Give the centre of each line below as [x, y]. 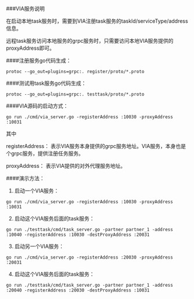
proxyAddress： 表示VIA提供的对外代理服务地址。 [66, 166]
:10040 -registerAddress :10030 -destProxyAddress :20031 [78, 235]
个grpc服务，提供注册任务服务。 [45, 153]
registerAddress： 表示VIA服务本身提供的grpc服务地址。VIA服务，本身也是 [96, 146]
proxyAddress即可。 [31, 48]
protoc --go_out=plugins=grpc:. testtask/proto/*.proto [75, 94]
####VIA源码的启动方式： [37, 106]
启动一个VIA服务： [37, 191]
